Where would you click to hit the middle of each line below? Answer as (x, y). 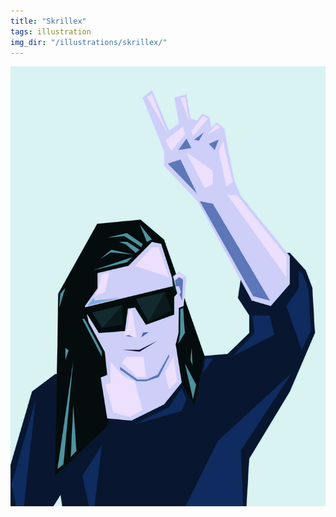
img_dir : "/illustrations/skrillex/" (89, 42)
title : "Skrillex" (48, 21)
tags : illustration (51, 31)
